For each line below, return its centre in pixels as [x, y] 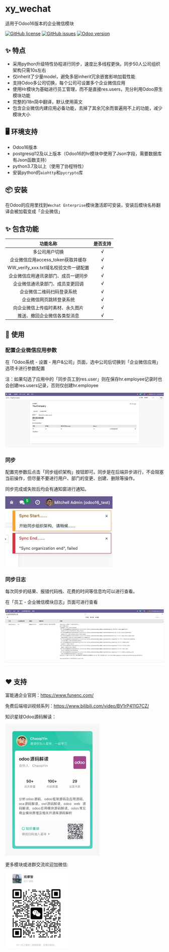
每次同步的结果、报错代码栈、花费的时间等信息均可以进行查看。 [71, 591]
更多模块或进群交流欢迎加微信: [37, 864]
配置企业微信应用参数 [31, 350]
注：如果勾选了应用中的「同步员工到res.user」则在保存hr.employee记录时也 [84, 379]
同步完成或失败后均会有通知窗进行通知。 [47, 489]
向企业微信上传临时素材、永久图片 [48, 307]
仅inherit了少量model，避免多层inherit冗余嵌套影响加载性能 [74, 76]
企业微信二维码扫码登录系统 [48, 292]
